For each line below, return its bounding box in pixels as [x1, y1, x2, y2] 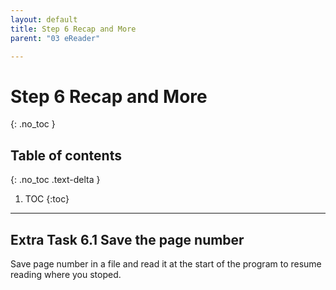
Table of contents [10, 147, 122, 164]
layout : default [10, 14, 78, 25]
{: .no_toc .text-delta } [10, 174, 101, 186]
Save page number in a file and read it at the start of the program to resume [10, 257, 322, 270]
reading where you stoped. [10, 268, 122, 280]
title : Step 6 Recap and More [10, 24, 137, 34]
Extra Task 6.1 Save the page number [10, 231, 245, 248]
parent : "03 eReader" [10, 33, 101, 43]
